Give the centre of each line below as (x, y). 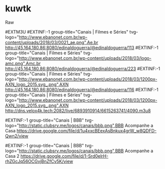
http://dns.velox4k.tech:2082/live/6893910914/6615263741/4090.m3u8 (78, 110)
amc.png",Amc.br (23, 63)
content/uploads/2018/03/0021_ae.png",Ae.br (52, 42)
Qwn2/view (17, 136)
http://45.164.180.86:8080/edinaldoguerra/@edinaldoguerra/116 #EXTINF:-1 (82, 89)
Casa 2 (12, 156)
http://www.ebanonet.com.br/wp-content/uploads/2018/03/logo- (85, 58)
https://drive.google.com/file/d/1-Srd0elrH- (64, 156)
